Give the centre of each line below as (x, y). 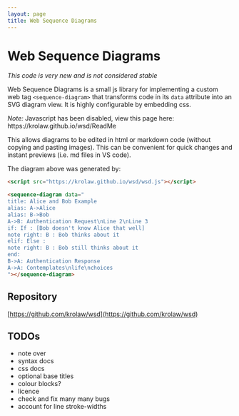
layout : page (27, 14)
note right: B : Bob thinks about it (63, 235)
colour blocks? (40, 384)
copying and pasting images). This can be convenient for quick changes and (120, 148)
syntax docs (36, 361)
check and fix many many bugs (64, 399)
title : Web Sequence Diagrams (52, 21)
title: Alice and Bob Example (52, 202)
